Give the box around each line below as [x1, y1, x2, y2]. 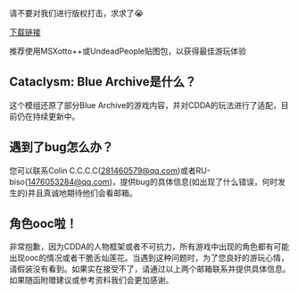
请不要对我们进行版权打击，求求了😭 [9, 8, 145, 18]
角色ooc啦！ [9, 216, 79, 231]
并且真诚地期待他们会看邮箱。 [28, 187, 138, 198]
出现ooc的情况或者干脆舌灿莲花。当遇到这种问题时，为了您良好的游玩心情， [9, 253, 289, 264]
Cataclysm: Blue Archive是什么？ [9, 74, 197, 89]
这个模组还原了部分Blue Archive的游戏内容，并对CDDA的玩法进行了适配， [9, 99, 281, 110]
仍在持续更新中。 [16, 111, 80, 122]
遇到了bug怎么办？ [9, 139, 114, 155]
